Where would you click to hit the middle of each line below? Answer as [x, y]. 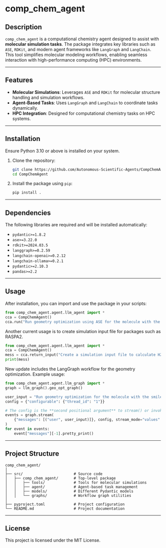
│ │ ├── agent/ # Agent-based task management [72, 487]
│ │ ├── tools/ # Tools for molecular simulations [76, 482]
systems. [21, 118]
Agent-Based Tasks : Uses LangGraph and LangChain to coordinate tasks [85, 103]
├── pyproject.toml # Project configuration [65, 504]
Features [19, 80]
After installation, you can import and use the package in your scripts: [76, 303]
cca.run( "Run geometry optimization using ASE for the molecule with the [83, 322]
